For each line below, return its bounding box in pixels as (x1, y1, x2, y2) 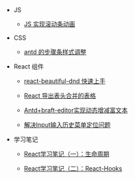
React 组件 (13, 62, 45, 71)
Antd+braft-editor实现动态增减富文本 (23, 106, 128, 114)
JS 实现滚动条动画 (23, 20, 75, 28)
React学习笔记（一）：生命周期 (23, 150, 110, 158)
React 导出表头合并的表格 (23, 92, 97, 99)
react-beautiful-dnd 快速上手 (23, 77, 106, 85)
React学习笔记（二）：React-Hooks (23, 165, 123, 172)
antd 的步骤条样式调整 (23, 48, 87, 56)
